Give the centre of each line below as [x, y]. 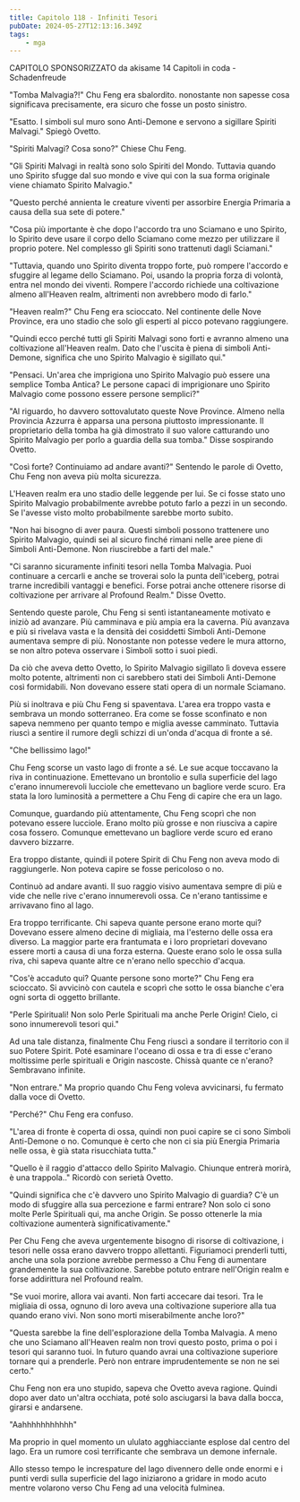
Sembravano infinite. [47, 1070]
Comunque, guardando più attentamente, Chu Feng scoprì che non [133, 814]
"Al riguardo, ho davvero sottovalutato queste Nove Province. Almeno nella [147, 411]
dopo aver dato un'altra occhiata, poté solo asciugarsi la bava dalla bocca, [146, 1398]
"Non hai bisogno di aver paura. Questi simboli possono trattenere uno [139, 531]
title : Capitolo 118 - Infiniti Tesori [84, 17]
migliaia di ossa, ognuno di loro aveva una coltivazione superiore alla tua [143, 1306]
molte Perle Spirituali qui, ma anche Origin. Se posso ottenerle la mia [136, 1214]
